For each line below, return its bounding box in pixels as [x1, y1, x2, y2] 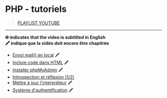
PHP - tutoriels [5, 3, 67, 15]
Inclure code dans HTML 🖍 [12, 59, 69, 65]
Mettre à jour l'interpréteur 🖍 [12, 80, 73, 86]
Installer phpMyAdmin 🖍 [12, 67, 63, 73]
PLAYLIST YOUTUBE [17, 20, 60, 26]
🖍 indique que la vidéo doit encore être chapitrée [5, 40, 109, 46]
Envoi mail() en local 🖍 [12, 52, 60, 58]
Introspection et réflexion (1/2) [12, 74, 75, 80]
